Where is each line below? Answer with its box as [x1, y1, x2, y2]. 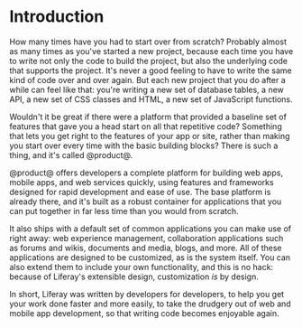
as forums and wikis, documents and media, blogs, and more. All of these [9, 242, 282, 253]
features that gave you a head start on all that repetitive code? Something [9, 120, 282, 132]
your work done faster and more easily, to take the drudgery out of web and [9, 298, 291, 309]
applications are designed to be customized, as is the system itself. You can [9, 251, 291, 263]
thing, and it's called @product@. [9, 149, 133, 160]
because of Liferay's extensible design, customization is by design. [9, 271, 259, 282]
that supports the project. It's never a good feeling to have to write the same [9, 65, 292, 76]
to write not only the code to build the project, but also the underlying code [9, 55, 288, 66]
